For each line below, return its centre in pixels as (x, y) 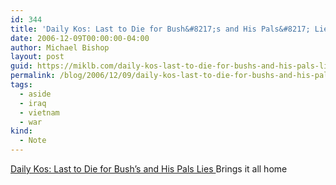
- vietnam (39, 112)
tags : (21, 85)
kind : (21, 131)
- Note (33, 141)
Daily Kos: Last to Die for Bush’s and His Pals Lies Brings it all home (149, 169)
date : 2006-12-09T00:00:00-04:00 (80, 38)
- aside (35, 94)
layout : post (37, 57)
